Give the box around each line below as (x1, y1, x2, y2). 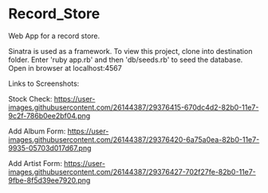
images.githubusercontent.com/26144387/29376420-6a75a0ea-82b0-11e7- (8, 134, 260, 144)
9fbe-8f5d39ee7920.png (8, 176, 91, 185)
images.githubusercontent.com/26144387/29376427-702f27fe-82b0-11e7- (8, 167, 257, 176)
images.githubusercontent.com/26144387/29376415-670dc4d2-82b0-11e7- (8, 102, 259, 112)
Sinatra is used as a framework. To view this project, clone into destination (8, 46, 253, 56)
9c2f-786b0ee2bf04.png (8, 110, 91, 120)
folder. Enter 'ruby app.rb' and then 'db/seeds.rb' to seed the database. (8, 55, 243, 64)
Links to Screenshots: (8, 79, 80, 88)
